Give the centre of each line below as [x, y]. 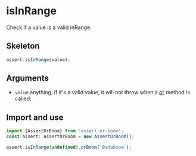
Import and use [35, 117]
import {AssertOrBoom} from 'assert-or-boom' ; [65, 131]
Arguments [28, 78]
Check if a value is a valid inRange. [49, 27]
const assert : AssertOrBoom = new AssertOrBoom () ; [70, 137]
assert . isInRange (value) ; [38, 60]
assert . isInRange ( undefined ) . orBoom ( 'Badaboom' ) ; [69, 147]
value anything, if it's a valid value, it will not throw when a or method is [102, 93]
